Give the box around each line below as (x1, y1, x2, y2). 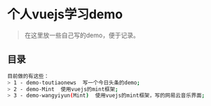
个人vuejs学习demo (7, 6, 123, 22)
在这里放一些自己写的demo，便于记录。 (24, 31, 140, 39)
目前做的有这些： (7, 72, 50, 79)
